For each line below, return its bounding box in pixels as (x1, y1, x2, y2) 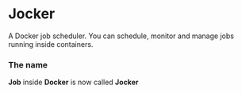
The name (8, 59, 48, 70)
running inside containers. (8, 39, 94, 48)
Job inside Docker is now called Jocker (8, 77, 139, 87)
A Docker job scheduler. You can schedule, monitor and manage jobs (8, 31, 234, 41)
